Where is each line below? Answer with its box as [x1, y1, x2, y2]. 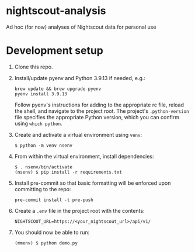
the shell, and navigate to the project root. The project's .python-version [14, 107, 189, 115]
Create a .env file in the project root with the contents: [14, 207, 145, 214]
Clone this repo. [14, 63, 53, 70]
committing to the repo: [14, 185, 71, 192]
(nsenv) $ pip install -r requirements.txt [14, 169, 123, 175]
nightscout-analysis [6, 4, 106, 18]
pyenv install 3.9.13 [14, 91, 67, 97]
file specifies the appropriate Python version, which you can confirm [14, 113, 180, 120]
